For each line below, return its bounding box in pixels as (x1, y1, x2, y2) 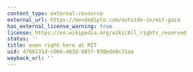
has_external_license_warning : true (7, 23, 112, 29)
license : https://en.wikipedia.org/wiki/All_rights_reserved (7, 29, 187, 36)
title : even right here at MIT (7, 42, 97, 49)
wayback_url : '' (7, 55, 54, 62)
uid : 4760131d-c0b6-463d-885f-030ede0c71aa (7, 49, 134, 56)
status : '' (7, 36, 39, 43)
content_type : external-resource (7, 10, 103, 17)
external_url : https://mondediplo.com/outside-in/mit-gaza (7, 16, 181, 23)
